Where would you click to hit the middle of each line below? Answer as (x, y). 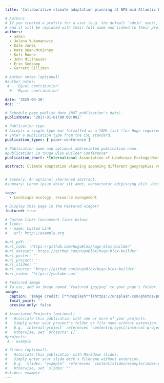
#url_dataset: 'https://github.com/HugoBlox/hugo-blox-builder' (72, 251)
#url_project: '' (23, 260)
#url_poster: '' (21, 256)
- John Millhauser (28, 59)
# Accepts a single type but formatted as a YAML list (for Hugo (73, 131)
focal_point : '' (26, 301)
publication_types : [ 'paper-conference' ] (48, 140)
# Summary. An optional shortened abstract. (51, 180)
